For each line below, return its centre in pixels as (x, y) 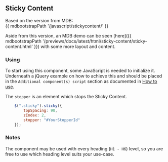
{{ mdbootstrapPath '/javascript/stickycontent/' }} (57, 26)
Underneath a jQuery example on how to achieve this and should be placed (84, 76)
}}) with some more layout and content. (74, 46)
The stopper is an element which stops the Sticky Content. (66, 97)
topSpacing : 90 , (40, 110)
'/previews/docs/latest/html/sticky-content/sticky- (95, 41)
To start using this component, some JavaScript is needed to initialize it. (80, 71)
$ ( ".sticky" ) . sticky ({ (38, 106)
